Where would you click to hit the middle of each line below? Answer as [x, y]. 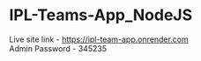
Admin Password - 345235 [58, 48]
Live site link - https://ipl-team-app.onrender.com [99, 39]
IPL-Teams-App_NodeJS [101, 15]
